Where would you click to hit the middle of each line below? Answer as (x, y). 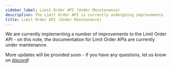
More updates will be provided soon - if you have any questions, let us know (86, 55)
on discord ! (17, 60)
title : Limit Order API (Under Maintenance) (53, 19)
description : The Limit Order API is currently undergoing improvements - (87, 15)
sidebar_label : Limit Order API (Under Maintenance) (63, 10)
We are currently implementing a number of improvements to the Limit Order (86, 34)
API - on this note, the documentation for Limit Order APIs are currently (80, 39)
